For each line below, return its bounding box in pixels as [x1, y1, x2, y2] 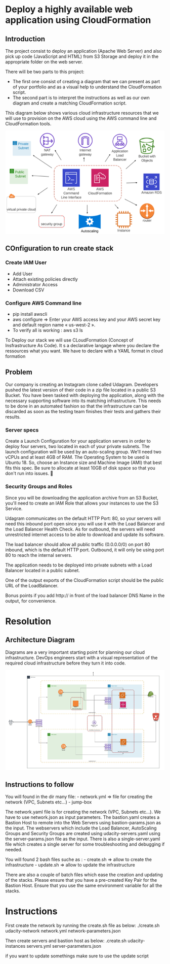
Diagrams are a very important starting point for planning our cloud [5, 649, 145, 655]
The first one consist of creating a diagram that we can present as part [12, 79, 160, 84]
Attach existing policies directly [12, 276, 78, 282]
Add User [12, 271, 33, 277]
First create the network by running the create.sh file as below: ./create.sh [5, 922, 160, 928]
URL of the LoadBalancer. [5, 582, 59, 588]
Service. [5, 505, 23, 511]
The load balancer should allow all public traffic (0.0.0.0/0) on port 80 [5, 541, 150, 547]
